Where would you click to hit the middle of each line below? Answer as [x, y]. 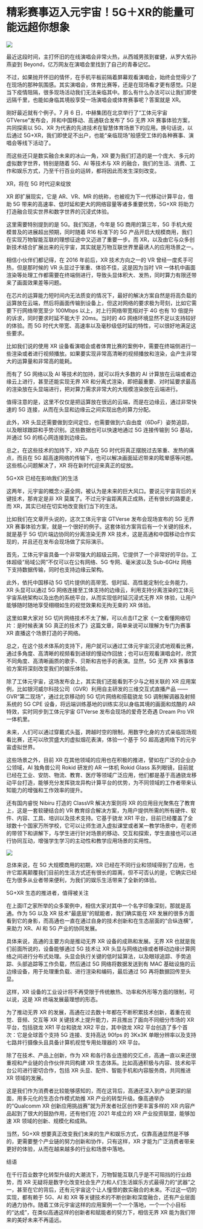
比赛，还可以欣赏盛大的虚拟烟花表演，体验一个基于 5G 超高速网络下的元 [101, 739]
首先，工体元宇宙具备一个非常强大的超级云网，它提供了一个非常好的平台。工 [101, 554]
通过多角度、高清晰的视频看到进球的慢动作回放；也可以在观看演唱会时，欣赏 [101, 653]
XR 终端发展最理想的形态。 [68, 999]
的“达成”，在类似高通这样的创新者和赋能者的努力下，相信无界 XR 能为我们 [98, 1212]
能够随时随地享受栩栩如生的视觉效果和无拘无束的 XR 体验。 [80, 605]
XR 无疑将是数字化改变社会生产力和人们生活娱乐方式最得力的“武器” [107, 1182]
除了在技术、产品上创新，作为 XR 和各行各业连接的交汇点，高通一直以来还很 [101, 1055]
